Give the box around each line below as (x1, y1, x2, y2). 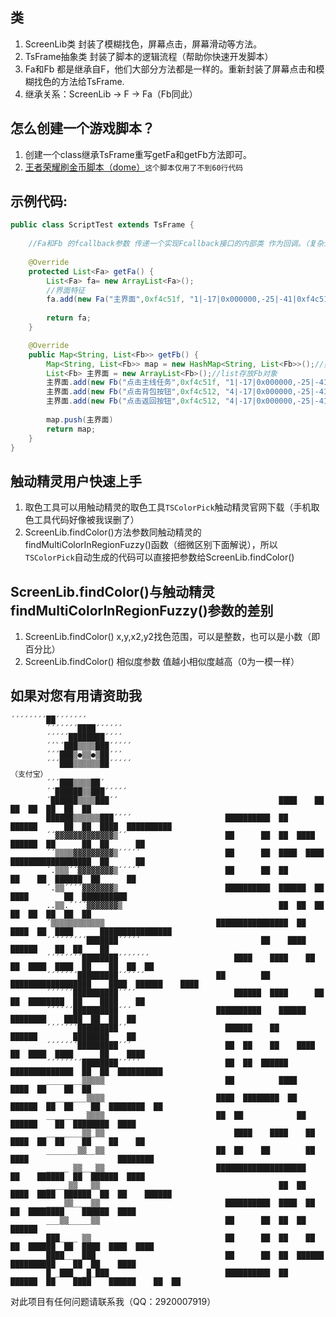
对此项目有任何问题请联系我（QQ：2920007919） (10, 1295, 217, 1307)
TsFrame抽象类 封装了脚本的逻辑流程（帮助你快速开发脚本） (24, 50, 274, 62)
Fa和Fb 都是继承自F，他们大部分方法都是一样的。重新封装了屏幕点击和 (24, 63, 317, 75)
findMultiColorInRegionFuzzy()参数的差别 (10, 602, 274, 619)
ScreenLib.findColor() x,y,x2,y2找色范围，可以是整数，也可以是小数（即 (24, 631, 321, 643)
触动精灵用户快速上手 (10, 473, 142, 490)
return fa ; (46, 313, 92, 323)
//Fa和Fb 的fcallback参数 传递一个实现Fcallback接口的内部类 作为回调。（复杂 (28, 239, 325, 249)
